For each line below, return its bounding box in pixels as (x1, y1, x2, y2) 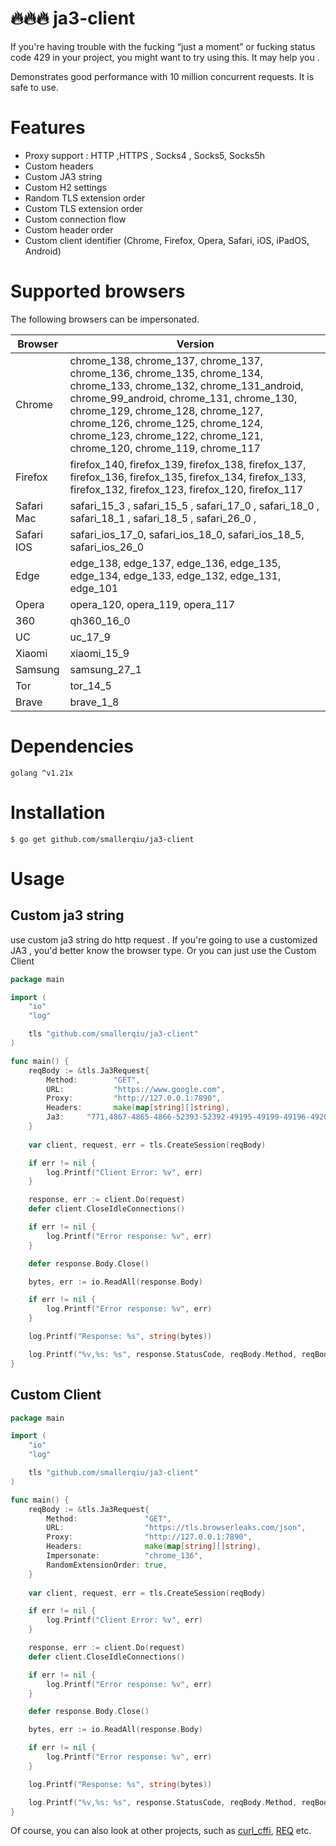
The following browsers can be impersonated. (10, 313, 200, 325)
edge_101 (69, 581, 119, 595)
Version (176, 337, 215, 351)
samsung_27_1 (69, 662, 142, 676)
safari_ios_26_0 (69, 540, 145, 554)
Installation (10, 801, 106, 824)
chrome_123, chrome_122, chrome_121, (69, 428, 264, 442)
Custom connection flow (24, 213, 127, 225)
